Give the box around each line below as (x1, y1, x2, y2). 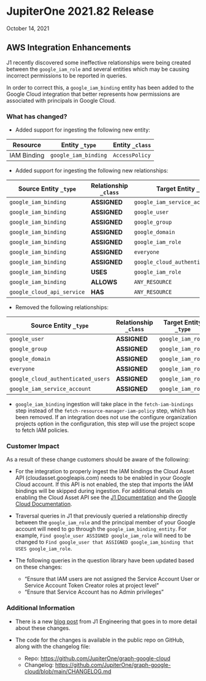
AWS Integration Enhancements (6, 42, 131, 53)
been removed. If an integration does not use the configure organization (15, 414, 197, 421)
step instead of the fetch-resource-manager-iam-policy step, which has (15, 407, 196, 414)
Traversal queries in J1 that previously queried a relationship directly (15, 512, 188, 520)
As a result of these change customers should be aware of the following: (6, 456, 190, 463)
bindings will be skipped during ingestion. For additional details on (15, 487, 183, 495)
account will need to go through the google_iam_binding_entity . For (15, 526, 187, 533)
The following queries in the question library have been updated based (15, 557, 194, 564)
